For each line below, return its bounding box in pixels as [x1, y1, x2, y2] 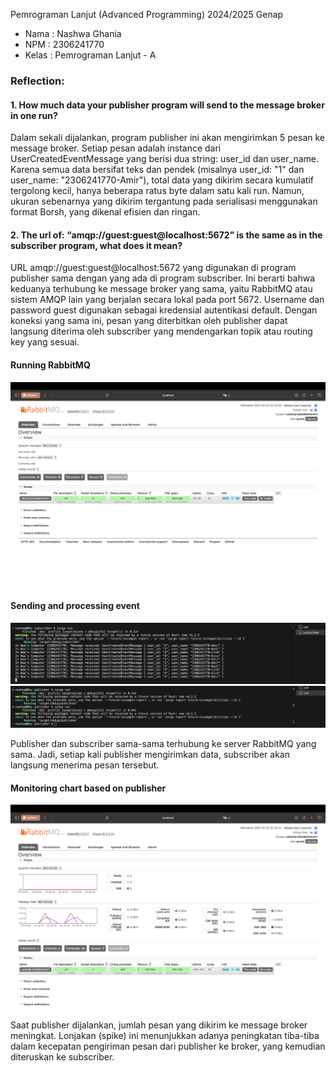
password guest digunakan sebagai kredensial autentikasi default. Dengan [10, 304, 318, 316]
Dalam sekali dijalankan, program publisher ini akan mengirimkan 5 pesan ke [10, 132, 325, 144]
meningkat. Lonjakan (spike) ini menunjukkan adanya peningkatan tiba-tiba [10, 1030, 320, 1042]
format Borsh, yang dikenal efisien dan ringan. [10, 206, 201, 218]
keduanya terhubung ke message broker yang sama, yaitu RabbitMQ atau [10, 283, 313, 295]
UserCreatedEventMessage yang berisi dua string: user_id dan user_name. [10, 153, 320, 165]
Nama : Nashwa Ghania [24, 28, 122, 39]
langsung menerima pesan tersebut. [10, 759, 160, 771]
